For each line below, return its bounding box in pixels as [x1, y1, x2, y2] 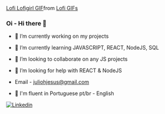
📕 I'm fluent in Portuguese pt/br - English [14, 90, 114, 97]
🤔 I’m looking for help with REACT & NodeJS [14, 67, 123, 74]
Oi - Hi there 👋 [6, 19, 47, 27]
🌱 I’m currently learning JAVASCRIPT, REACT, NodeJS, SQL [14, 44, 159, 51]
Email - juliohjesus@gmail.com [14, 79, 90, 86]
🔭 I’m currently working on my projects [14, 32, 109, 40]
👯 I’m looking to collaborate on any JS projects [14, 56, 128, 63]
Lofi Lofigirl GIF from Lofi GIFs [6, 5, 78, 11]
